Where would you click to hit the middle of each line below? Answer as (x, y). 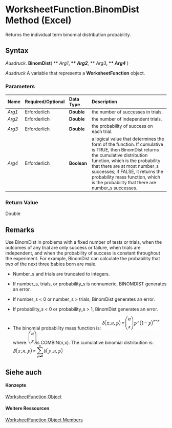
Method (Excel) (38, 20)
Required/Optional (45, 102)
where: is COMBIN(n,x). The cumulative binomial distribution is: (83, 343)
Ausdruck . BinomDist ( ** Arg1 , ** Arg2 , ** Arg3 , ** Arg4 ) (67, 63)
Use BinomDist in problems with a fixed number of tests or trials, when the (84, 242)
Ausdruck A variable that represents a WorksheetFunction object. (75, 73)
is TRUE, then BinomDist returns (125, 149)
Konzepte (16, 385)
